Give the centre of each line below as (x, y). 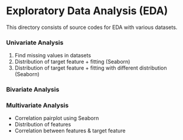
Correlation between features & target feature (70, 131)
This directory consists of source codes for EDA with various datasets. (92, 27)
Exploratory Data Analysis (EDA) (87, 11)
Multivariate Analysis (37, 106)
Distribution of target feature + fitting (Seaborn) (72, 62)
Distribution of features (43, 125)
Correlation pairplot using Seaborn (57, 118)
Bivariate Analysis (33, 90)
